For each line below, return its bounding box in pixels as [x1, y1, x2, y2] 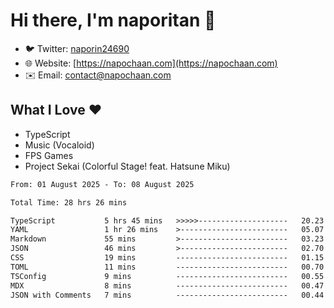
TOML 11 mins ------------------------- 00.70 [10, 262, 325, 272]
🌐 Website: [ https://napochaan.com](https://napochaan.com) [24, 57, 278, 69]
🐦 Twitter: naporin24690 [24, 42, 130, 54]
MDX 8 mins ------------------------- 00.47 [10, 280, 325, 291]
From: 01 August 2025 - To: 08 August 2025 [10, 179, 195, 189]
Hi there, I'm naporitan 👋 [10, 9, 217, 32]
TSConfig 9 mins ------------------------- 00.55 [10, 271, 325, 281]
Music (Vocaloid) [24, 139, 95, 151]
